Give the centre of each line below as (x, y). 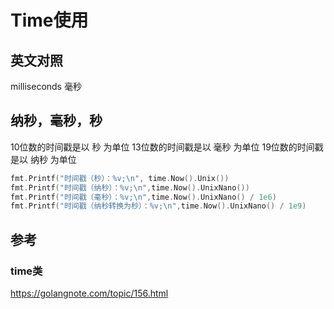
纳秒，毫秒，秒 (56, 121)
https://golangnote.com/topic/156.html (89, 293)
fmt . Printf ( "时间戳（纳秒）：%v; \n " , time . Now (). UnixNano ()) (130, 187)
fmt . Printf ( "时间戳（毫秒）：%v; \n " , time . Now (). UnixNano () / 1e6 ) (143, 197)
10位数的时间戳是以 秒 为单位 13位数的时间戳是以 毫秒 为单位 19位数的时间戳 (167, 147)
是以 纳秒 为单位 (43, 159)
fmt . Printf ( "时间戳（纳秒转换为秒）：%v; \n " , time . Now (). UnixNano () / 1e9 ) (158, 206)
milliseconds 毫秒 (46, 86)
